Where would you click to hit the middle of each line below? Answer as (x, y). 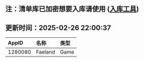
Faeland (46, 52)
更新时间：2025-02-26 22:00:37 (58, 27)
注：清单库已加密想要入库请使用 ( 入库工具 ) (72, 9)
